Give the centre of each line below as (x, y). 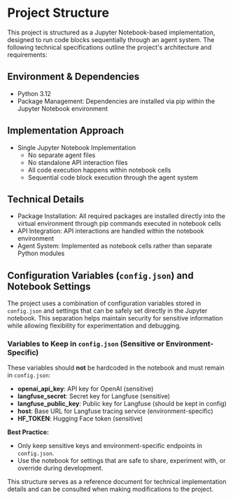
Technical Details (46, 199)
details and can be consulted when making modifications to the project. (111, 489)
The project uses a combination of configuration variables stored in (104, 304)
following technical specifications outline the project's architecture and (110, 47)
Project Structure (58, 13)
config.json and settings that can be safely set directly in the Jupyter (107, 311)
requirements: (27, 55)
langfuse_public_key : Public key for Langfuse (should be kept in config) (122, 404)
